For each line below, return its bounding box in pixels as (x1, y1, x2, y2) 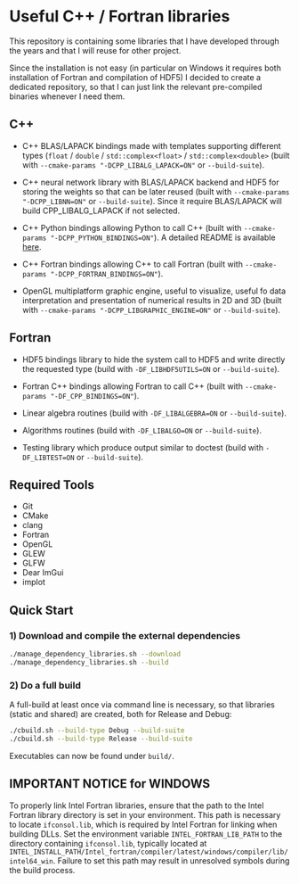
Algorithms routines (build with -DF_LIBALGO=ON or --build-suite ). (21, 425, 263, 435)
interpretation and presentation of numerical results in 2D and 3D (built (21, 294, 282, 305)
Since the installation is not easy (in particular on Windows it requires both (9, 62, 282, 73)
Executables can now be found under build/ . (9, 750, 175, 761)
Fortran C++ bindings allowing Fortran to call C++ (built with (21, 381, 243, 392)
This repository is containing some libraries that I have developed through (9, 36, 280, 46)
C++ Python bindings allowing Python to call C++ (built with (21, 222, 242, 233)
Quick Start (9, 602, 74, 617)
